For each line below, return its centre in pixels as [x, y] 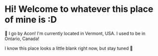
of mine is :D [31, 20]
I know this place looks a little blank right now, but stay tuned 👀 [69, 48]
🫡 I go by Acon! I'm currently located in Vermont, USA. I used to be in [75, 33]
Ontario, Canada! [22, 39]
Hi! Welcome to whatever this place [79, 9]
